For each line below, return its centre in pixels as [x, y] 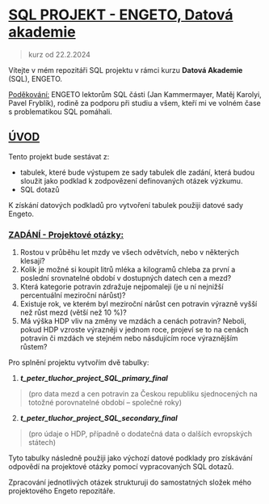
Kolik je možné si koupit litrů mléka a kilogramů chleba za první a [128, 269]
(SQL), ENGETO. [36, 78]
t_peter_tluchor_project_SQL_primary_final [94, 379]
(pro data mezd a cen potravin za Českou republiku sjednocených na [143, 394]
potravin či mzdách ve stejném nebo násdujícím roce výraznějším [129, 338]
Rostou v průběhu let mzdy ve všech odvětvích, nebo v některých [130, 252]
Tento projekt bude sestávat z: [59, 156]
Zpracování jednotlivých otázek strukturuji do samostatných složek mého [130, 482]
